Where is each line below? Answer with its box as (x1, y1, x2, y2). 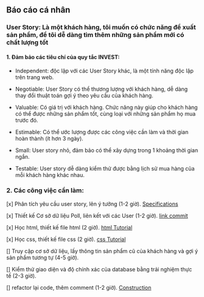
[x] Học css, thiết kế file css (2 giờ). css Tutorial (6, 236, 126, 243)
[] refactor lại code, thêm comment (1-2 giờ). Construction (6, 284, 152, 291)
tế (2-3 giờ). (6, 272, 37, 279)
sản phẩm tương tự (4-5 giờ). (6, 254, 79, 261)
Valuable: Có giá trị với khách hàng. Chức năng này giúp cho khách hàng (15, 103, 198, 111)
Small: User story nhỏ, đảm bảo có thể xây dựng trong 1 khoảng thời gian (15, 146, 199, 154)
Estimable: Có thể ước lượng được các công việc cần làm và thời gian (15, 128, 189, 136)
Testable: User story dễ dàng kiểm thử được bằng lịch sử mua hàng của (15, 164, 195, 172)
